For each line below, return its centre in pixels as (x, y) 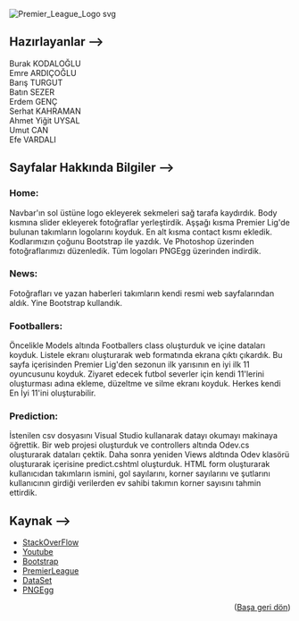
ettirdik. (23, 493)
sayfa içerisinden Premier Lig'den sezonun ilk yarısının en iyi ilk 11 (129, 365)
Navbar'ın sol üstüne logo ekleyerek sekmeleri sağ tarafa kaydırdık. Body (143, 213)
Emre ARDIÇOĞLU (43, 72)
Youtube (37, 552)
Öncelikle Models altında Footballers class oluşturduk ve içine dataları (137, 345)
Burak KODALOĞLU (46, 64)
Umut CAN (29, 130)
